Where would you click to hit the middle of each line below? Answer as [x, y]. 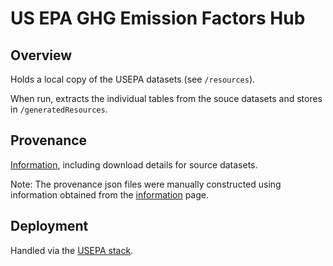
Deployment [49, 226]
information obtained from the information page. [109, 194]
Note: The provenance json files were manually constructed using [146, 184]
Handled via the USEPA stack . [72, 250]
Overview [41, 55]
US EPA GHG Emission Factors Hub [158, 18]
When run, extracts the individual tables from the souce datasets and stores [166, 98]
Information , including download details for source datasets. [134, 164]
